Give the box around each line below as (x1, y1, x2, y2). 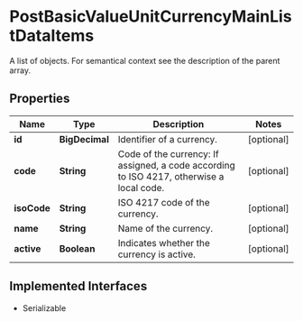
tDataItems (9, 25, 95, 46)
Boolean (59, 242, 96, 254)
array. (9, 65, 32, 76)
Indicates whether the (117, 236, 210, 249)
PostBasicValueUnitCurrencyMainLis (9, 6, 292, 27)
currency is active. (117, 248, 197, 261)
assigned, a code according (117, 159, 236, 171)
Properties (9, 91, 70, 106)
